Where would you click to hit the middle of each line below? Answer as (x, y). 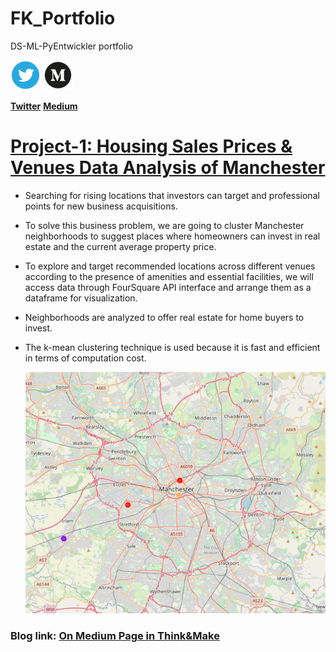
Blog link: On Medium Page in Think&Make (115, 636)
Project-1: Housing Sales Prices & (151, 146)
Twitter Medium (44, 106)
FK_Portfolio (63, 18)
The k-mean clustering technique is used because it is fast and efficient (172, 347)
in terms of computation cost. (85, 358)
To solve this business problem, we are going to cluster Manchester (164, 225)
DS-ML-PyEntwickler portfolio (72, 46)
